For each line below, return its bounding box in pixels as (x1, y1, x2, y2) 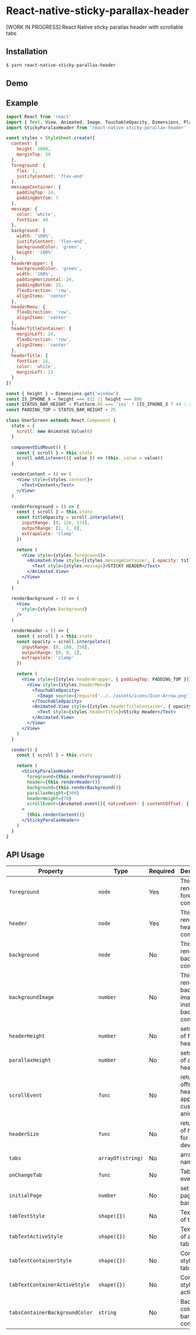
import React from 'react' (6, 114, 72, 119)
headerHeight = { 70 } (27, 795, 72, 801)
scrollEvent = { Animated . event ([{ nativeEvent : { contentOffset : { (27, 801, 190, 807)
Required (148, 867, 175, 876)
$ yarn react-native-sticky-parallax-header (6, 62, 116, 68)
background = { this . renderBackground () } (27, 784, 121, 791)
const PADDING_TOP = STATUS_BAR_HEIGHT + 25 (6, 407, 116, 413)
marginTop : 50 (16, 152, 51, 157)
